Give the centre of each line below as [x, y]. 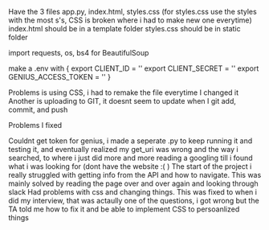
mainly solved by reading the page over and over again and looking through [133, 183]
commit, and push [38, 109]
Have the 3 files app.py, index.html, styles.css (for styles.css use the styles [132, 12]
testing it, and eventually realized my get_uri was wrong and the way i [123, 149]
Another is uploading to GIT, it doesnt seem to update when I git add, [122, 101]
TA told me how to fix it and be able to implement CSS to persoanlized [124, 209]
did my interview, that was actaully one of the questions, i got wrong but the [134, 201]
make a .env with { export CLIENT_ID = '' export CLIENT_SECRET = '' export [134, 68]
